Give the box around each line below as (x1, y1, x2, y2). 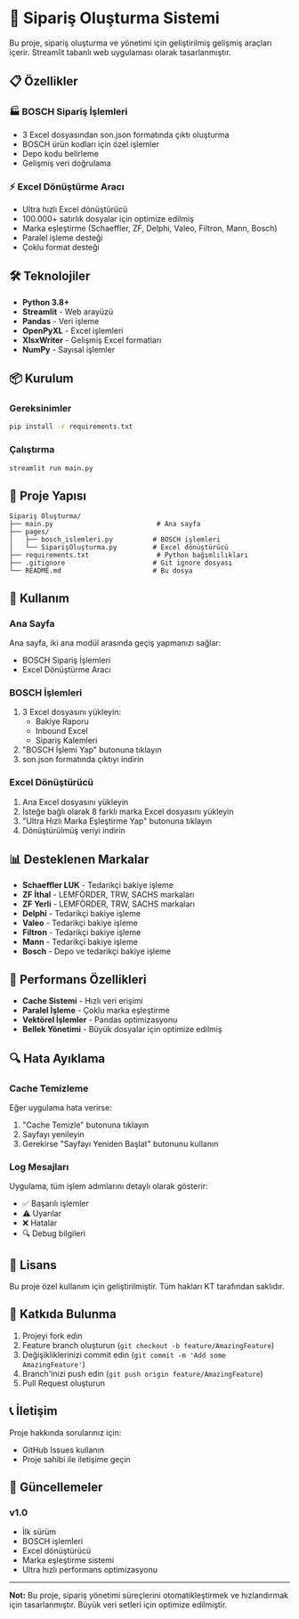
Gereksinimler (9, 403, 72, 415)
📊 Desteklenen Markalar (9, 851, 149, 866)
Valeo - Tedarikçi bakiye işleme (21, 917, 138, 929)
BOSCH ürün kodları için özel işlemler (21, 138, 160, 150)
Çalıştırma (9, 443, 55, 456)
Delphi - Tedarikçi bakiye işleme (21, 908, 141, 919)
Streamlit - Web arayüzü (21, 306, 114, 317)
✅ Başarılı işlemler (21, 1198, 89, 1209)
